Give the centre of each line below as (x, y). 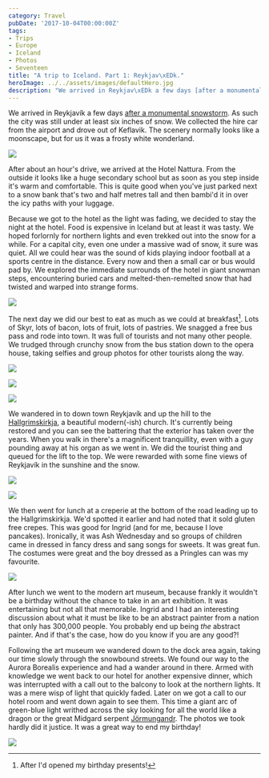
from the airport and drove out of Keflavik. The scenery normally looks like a (134, 130)
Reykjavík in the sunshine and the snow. (74, 465)
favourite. (24, 561)
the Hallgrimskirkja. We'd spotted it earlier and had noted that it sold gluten (132, 519)
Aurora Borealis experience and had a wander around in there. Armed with (131, 667)
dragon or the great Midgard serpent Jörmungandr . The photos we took (127, 719)
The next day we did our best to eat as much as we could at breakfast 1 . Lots (134, 318)
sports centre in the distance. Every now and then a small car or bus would (132, 261)
